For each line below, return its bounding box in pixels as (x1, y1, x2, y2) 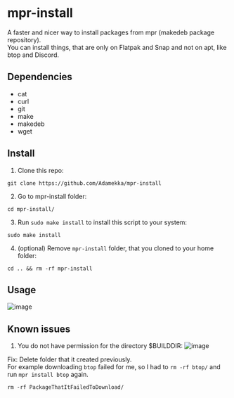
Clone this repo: (17, 166, 64, 174)
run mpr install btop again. (7, 371, 89, 379)
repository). (7, 35, 41, 44)
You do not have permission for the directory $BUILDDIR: (17, 342, 183, 350)
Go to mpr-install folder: (17, 192, 87, 200)
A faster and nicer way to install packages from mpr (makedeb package (7, 28, 215, 37)
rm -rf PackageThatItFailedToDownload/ (7, 384, 124, 391)
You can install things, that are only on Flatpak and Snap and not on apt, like (7, 43, 227, 51)
